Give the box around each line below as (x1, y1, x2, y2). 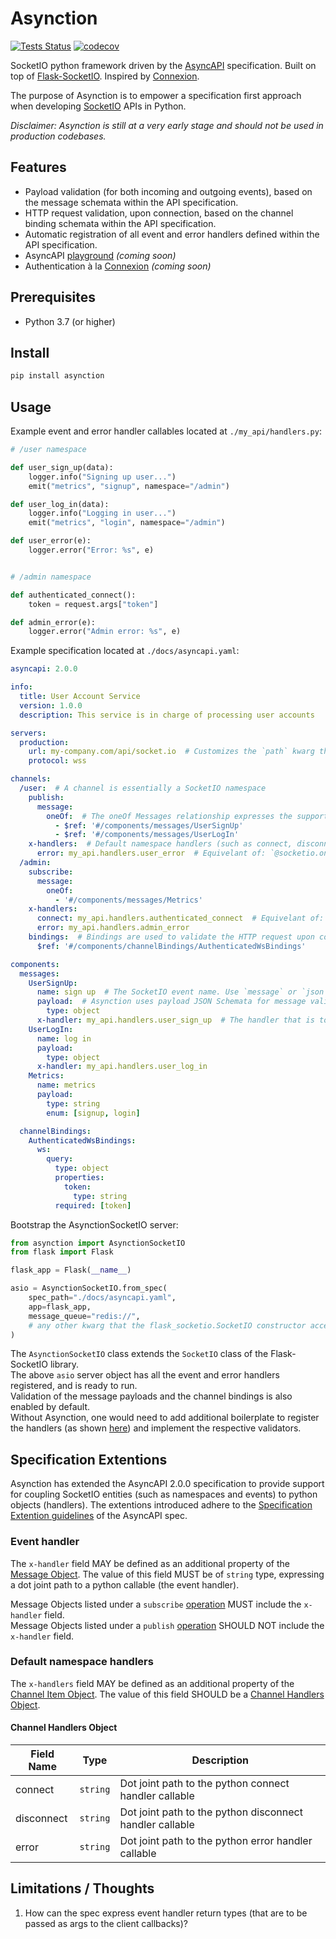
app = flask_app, (28, 1302, 92, 1312)
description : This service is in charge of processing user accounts (19, 710, 315, 720)
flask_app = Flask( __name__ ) (10, 1265, 132, 1276)
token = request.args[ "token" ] (28, 599, 159, 609)
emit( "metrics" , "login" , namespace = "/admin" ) (28, 518, 226, 528)
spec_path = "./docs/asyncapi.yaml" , (28, 1293, 177, 1303)
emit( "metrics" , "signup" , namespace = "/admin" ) (28, 481, 230, 491)
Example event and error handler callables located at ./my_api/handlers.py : (10, 425, 322, 437)
